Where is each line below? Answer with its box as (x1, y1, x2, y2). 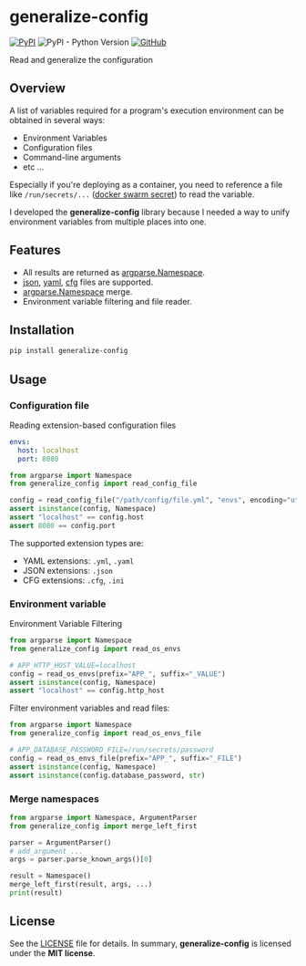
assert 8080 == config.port (9, 521, 117, 530)
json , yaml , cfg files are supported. (22, 276, 154, 287)
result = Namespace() (9, 871, 92, 881)
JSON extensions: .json (22, 565, 114, 576)
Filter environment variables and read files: (9, 702, 170, 713)
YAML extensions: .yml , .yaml (22, 555, 135, 566)
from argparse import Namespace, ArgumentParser (9, 813, 198, 822)
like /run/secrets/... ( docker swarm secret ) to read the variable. (9, 189, 255, 200)
